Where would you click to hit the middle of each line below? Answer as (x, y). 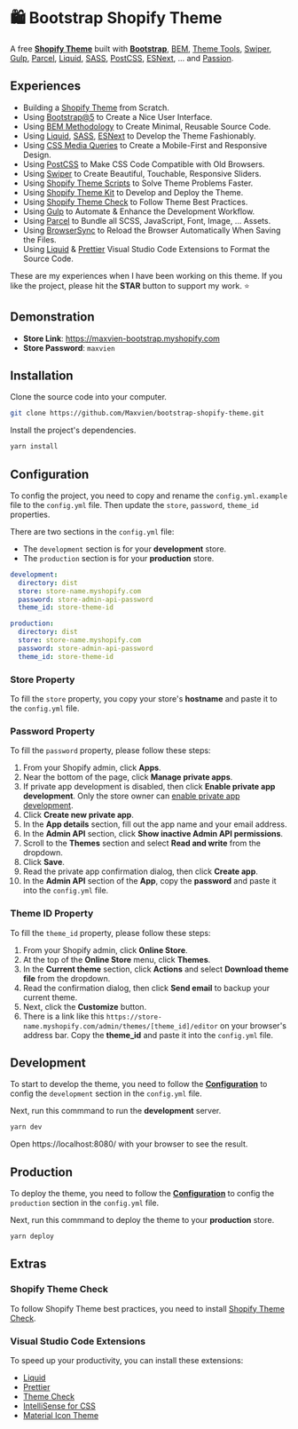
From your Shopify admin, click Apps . (92, 768)
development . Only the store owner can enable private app (131, 796)
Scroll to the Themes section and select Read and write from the (141, 843)
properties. (30, 514)
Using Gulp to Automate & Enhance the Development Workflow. (139, 211)
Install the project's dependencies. (73, 430)
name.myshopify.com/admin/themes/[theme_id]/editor (120, 1026)
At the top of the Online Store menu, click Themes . (117, 959)
